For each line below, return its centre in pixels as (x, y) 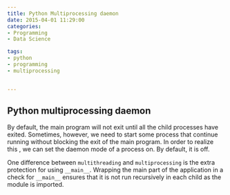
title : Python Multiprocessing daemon (63, 13)
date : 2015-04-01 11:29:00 (46, 20)
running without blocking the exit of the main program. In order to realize (111, 142)
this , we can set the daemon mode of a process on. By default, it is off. (108, 150)
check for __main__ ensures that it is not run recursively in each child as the (114, 177)
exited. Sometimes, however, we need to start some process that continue (113, 134)
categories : (24, 26)
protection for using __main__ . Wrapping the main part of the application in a (115, 170)
